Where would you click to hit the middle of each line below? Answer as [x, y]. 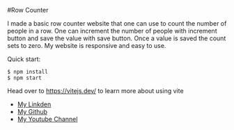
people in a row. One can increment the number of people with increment [112, 31]
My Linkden [34, 104]
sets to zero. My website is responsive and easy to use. [87, 46]
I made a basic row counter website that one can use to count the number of [117, 23]
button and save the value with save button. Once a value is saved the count [117, 38]
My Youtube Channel [47, 119]
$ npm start [24, 78]
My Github [32, 112]
